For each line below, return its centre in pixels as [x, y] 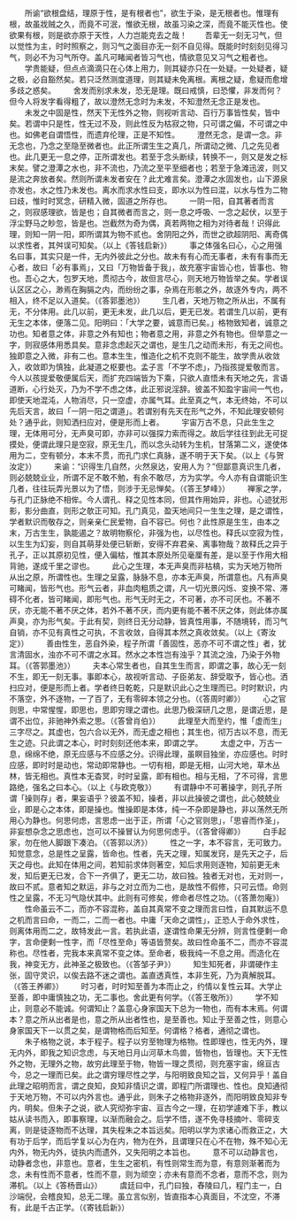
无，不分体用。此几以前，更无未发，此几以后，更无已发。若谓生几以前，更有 [148, 311]
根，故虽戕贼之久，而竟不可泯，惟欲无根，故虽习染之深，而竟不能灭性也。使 [148, 24]
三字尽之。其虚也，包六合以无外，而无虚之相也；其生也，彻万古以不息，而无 [148, 732]
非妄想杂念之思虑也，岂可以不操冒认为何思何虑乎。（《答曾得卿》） [127, 831]
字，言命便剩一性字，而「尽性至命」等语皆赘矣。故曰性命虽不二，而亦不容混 [148, 942]
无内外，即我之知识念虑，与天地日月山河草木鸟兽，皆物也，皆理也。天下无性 [148, 1052]
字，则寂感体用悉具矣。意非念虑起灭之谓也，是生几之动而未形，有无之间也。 [148, 345]
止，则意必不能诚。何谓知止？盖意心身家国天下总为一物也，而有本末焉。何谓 [148, 1008]
